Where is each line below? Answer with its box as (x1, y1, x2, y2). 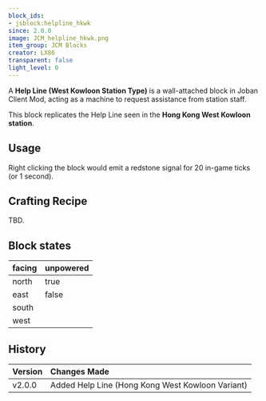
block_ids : (8, 11, 45, 20)
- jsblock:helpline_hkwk (8, 19, 91, 27)
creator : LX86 (8, 49, 56, 57)
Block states (8, 239, 72, 252)
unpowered (45, 263, 89, 274)
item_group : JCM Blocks (8, 42, 88, 50)
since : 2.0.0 (8, 26, 52, 34)
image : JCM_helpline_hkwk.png (8, 34, 109, 42)
